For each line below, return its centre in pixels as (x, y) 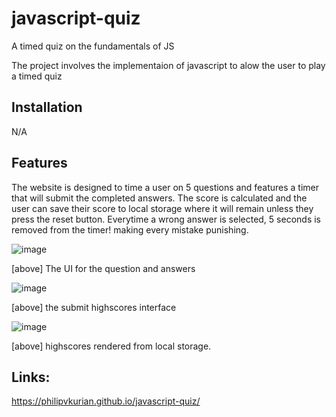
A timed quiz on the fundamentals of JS (93, 46)
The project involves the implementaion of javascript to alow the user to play (168, 65)
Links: (31, 377)
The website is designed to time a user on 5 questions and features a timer (165, 187)
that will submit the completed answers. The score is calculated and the (159, 198)
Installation (47, 107)
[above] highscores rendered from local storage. (111, 346)
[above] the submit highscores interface (94, 307)
